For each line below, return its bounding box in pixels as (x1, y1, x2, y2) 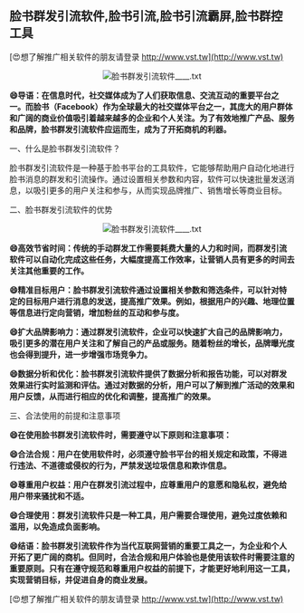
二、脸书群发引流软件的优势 (9, 204, 113, 215)
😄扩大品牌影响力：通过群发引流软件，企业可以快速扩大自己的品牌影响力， (9, 326, 288, 337)
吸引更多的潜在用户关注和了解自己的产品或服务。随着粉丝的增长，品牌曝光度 (9, 338, 295, 349)
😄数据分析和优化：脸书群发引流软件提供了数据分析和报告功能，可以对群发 (9, 368, 288, 378)
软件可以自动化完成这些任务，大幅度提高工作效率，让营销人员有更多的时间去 (9, 254, 295, 264)
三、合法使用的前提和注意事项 (9, 410, 120, 421)
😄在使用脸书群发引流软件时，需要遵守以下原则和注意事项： (9, 429, 233, 440)
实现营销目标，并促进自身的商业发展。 (9, 574, 152, 585)
